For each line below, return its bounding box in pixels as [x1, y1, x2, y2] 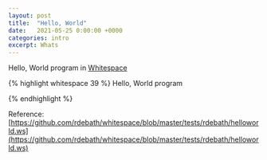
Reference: [8, 109, 45, 119]
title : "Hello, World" [8, 19, 88, 27]
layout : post [8, 11, 52, 20]
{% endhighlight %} [8, 94, 73, 103]
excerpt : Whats [8, 41, 59, 49]
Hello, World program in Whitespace [8, 63, 128, 72]
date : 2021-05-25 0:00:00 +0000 [8, 26, 124, 34]
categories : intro [8, 33, 69, 42]
